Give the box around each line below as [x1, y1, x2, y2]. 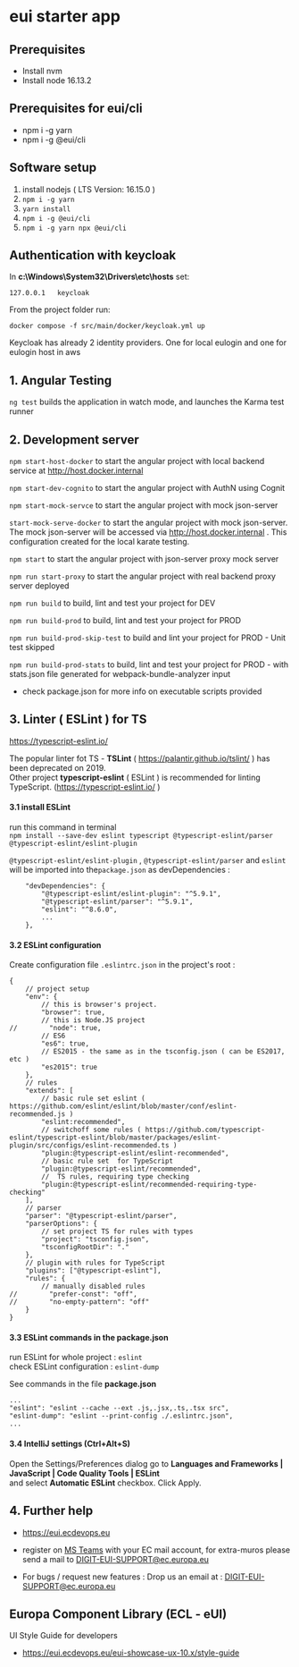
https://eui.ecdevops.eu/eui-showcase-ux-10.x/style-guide [21, 1647, 240, 1658]
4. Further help [9, 1503, 94, 1519]
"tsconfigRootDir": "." [41, 1243, 129, 1252]
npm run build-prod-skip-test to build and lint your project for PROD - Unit [9, 632, 287, 643]
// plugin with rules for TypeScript [25, 1258, 166, 1267]
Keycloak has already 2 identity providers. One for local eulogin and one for [9, 337, 287, 348]
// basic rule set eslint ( [41, 1094, 145, 1104]
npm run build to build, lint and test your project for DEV [9, 597, 216, 609]
